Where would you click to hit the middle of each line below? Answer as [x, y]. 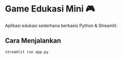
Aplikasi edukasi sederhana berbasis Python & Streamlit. [61, 25]
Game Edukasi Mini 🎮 [50, 9]
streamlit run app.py [27, 52]
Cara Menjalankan [33, 41]
